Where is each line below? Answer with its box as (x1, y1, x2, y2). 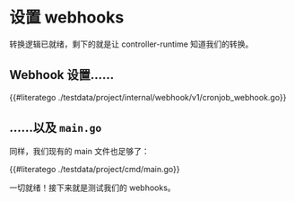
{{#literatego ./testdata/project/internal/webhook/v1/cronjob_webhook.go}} (9, 92, 287, 102)
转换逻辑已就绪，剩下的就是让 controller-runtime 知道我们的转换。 (9, 39, 254, 49)
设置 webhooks (9, 7, 125, 28)
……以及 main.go (9, 120, 102, 135)
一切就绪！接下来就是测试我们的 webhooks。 (9, 182, 177, 193)
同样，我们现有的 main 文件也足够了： (9, 145, 150, 156)
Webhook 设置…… (9, 67, 115, 83)
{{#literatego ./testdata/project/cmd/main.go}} (9, 163, 180, 174)
